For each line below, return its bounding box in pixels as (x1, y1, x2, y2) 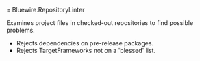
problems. (6, 26, 35, 34)
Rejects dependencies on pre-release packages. (16, 39, 154, 47)
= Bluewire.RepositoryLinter (6, 6, 85, 14)
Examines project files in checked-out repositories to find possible (6, 19, 194, 26)
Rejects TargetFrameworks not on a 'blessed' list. (16, 47, 155, 54)
